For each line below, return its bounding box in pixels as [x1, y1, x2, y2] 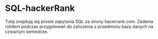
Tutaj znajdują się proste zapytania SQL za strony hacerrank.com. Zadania [5, 19, 154, 24]
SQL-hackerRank [5, 3, 75, 14]
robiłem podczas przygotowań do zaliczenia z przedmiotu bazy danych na [5, 23, 154, 29]
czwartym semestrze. [5, 29, 48, 34]
